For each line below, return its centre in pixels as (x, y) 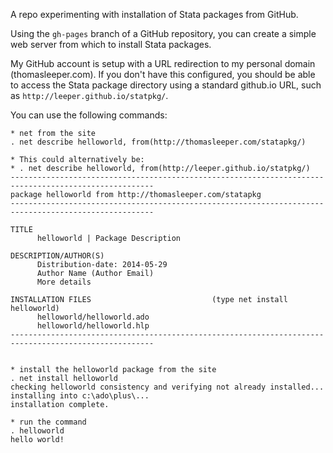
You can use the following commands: (89, 115)
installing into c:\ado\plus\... (80, 396)
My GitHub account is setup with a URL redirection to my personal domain (163, 63)
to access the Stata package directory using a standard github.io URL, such (166, 85)
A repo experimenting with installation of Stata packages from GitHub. (154, 14)
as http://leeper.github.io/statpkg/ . (89, 95)
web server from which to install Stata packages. (111, 44)
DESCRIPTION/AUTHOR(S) (57, 256)
